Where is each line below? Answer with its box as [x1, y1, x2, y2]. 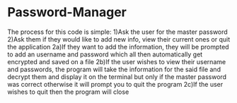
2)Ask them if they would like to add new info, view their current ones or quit [7, 35, 231, 43]
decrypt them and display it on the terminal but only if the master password [7, 72, 227, 81]
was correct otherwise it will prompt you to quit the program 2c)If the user [7, 80, 224, 88]
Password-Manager [7, 4, 127, 20]
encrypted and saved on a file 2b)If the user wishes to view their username [7, 57, 226, 66]
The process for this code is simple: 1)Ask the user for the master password [7, 28, 228, 36]
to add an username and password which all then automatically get [7, 50, 203, 59]
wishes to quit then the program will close [7, 87, 129, 96]
